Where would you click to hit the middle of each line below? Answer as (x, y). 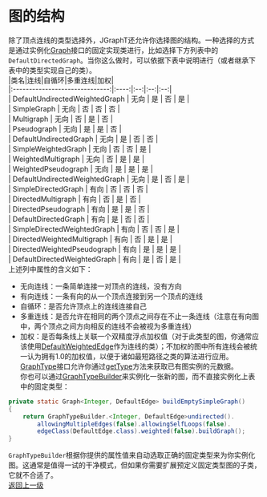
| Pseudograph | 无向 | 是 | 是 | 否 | (65, 128)
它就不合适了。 (33, 475)
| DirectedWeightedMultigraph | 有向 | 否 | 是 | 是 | (90, 239)
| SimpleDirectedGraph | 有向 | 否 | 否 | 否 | (78, 188)
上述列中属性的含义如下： (51, 269)
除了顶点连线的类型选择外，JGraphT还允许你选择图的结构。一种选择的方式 (131, 40)
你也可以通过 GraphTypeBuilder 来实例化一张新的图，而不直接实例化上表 (138, 376)
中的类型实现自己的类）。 (55, 70)
